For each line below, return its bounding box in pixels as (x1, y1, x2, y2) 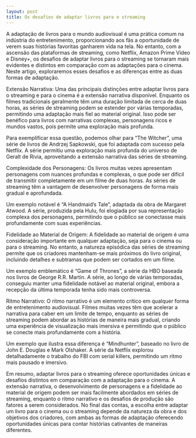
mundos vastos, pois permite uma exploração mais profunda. (6, 123, 154, 130)
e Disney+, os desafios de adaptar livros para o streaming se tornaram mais (6, 55, 190, 62)
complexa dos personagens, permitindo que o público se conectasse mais (6, 213, 186, 220)
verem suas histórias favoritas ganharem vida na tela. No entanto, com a (6, 42, 181, 50)
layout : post (6, 8, 38, 15)
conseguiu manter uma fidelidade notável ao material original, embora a (6, 280, 180, 287)
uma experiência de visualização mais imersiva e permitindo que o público (6, 322, 187, 329)
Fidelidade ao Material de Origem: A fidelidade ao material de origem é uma (6, 230, 189, 238)
